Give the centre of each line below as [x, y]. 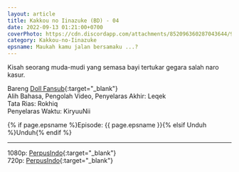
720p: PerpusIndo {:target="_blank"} [60, 160]
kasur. [16, 75]
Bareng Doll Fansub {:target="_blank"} [63, 88]
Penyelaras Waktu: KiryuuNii [49, 111]
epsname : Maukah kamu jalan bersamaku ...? [73, 47]
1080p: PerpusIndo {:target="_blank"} [62, 153]
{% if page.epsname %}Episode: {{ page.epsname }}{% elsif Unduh [107, 125]
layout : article [31, 14]
